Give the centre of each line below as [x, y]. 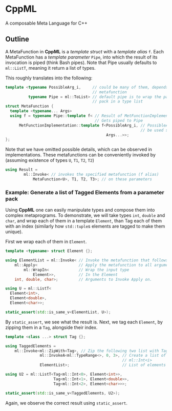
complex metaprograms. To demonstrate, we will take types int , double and [85, 215]
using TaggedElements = [31, 346]
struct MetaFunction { [29, 106]
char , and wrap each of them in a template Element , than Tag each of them [84, 221]
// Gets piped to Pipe [119, 120]
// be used [152, 130]
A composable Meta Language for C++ [47, 23]
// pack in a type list [118, 101]
